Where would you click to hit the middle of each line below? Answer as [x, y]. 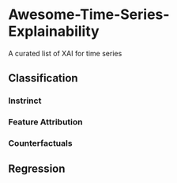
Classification [43, 78]
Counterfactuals [40, 143]
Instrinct [25, 101]
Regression [37, 169]
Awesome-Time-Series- [89, 15]
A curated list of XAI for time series [65, 53]
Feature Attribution [45, 122]
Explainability [54, 31]
